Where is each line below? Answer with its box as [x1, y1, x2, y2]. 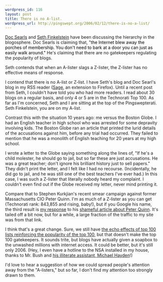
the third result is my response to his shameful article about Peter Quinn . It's [5, 207, 159, 212]
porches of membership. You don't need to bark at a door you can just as [5, 45, 153, 50]
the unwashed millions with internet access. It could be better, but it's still [5, 242, 153, 248]
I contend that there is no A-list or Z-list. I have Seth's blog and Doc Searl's [5, 79, 156, 85]
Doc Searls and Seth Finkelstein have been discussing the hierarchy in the [5, 34, 155, 40]
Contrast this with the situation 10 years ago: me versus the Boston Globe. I [5, 115, 157, 120]
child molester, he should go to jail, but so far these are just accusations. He [5, 155, 158, 162]
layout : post [5, 12, 32, 17]
